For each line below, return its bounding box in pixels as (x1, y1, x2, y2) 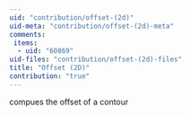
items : (13, 38, 39, 48)
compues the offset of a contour (9, 96, 129, 107)
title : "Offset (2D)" (9, 64, 91, 73)
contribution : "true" (9, 72, 91, 81)
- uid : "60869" (17, 47, 74, 56)
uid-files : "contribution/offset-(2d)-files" (9, 55, 182, 64)
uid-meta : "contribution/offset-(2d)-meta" (9, 22, 175, 31)
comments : (9, 30, 47, 39)
